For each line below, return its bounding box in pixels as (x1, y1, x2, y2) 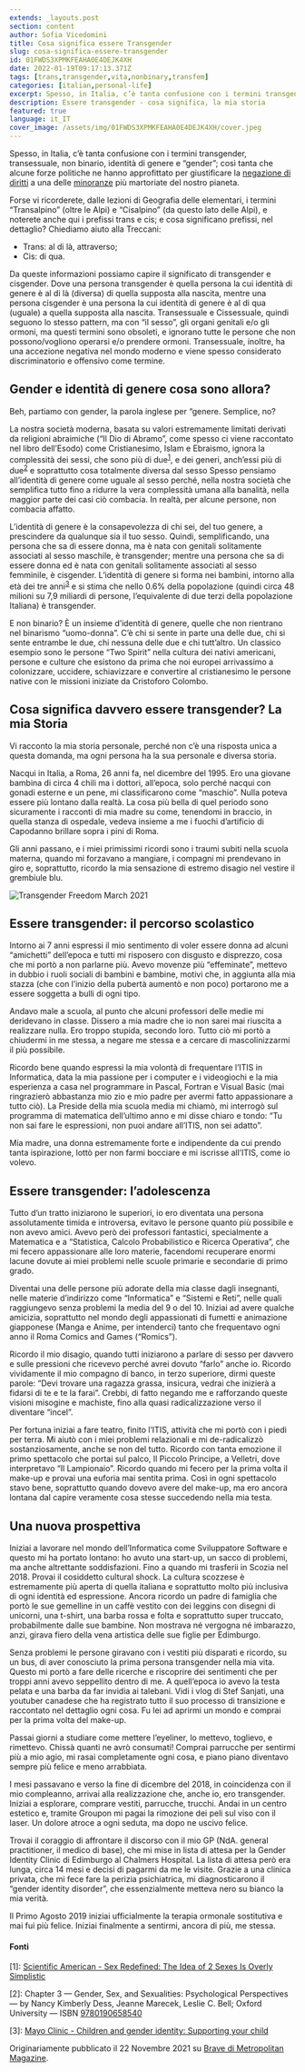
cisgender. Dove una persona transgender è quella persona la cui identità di (9, 278, 293, 289)
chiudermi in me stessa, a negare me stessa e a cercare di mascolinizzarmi (9, 1035, 290, 1046)
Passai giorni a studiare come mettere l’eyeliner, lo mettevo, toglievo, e (9, 1732, 273, 1743)
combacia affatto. (9, 503, 75, 514)
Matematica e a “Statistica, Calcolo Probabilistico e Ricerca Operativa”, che (9, 1237, 290, 1248)
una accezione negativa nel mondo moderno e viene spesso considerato (9, 346, 281, 356)
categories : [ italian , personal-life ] (9, 81, 152, 90)
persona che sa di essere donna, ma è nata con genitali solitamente (9, 541, 262, 552)
